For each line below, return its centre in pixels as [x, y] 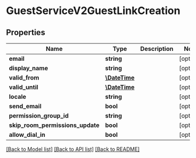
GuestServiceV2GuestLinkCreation [93, 11]
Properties [26, 32]
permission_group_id [39, 116]
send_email [25, 106]
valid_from [24, 78]
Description [157, 49]
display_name [29, 68]
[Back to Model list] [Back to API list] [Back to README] [73, 149]
